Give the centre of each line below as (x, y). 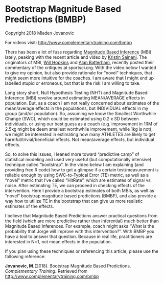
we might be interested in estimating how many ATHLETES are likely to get (80, 134)
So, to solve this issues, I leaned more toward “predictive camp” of (72, 154)
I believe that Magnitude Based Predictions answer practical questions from (81, 215)
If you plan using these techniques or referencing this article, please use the (82, 251)
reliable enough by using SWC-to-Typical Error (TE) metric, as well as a (77, 175)
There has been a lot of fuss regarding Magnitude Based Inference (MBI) (78, 52)
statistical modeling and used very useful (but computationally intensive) (78, 159)
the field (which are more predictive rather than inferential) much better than (82, 221)
